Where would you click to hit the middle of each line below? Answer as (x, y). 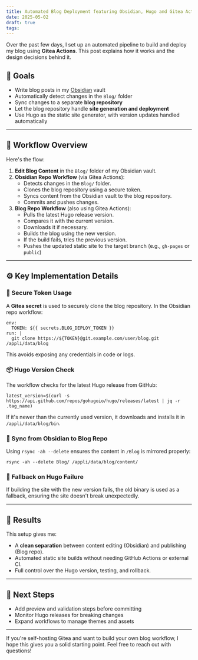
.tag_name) (19, 406)
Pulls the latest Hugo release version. (68, 214)
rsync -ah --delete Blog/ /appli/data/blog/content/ (72, 462)
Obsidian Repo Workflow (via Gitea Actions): (70, 177)
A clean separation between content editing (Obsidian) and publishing (100, 546)
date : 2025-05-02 (27, 17)
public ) (32, 252)
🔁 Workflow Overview (47, 145)
